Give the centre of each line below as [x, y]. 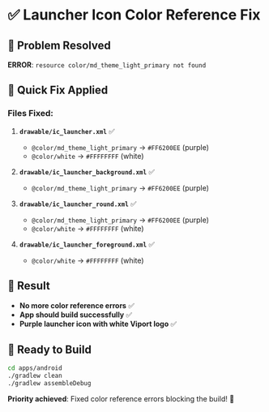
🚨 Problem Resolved [59, 45]
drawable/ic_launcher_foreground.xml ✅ [87, 244]
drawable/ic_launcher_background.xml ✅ [87, 171]
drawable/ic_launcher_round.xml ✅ [78, 204]
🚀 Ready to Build [50, 349]
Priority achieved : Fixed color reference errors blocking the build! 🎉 [121, 398]
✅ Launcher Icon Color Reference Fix [134, 15]
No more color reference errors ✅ [77, 305]
